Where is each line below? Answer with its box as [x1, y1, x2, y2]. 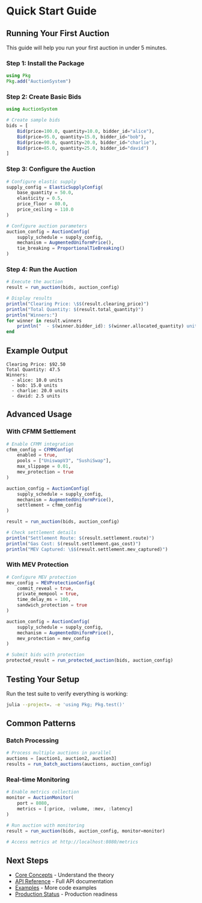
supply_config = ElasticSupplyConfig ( [6, 184, 103, 190]
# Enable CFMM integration [6, 441, 74, 447]
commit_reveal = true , [17, 585, 74, 591]
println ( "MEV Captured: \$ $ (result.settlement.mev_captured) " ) [6, 546, 168, 552]
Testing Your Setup [6, 674, 80, 684]
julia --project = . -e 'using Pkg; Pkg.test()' [6, 701, 125, 707]
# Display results [6, 295, 52, 301]
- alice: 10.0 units [11, 377, 63, 383]
